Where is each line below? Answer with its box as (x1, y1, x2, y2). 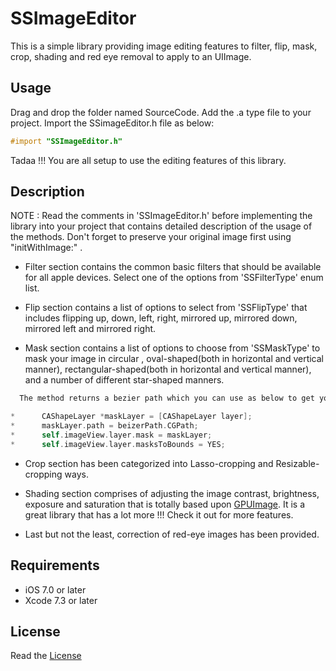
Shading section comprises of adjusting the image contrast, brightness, (24, 487, 320, 499)
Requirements (10, 557, 100, 574)
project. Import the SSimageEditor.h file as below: (10, 117, 215, 129)
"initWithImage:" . (10, 242, 83, 254)
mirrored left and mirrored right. (24, 323, 157, 335)
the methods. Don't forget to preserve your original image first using (10, 231, 292, 243)
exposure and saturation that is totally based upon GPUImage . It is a (24, 498, 306, 510)
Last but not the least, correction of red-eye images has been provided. (24, 528, 320, 540)
